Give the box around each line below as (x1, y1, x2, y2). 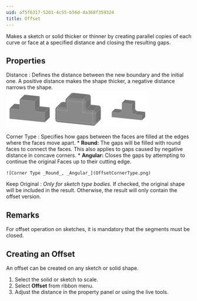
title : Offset (6, 15, 41, 22)
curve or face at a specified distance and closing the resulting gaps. (6, 39, 171, 46)
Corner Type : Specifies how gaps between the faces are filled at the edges (6, 133, 189, 141)
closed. (6, 232, 24, 239)
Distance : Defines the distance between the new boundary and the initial (6, 71, 184, 79)
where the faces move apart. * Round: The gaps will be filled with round (6, 139, 181, 146)
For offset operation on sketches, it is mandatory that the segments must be (6, 226, 190, 233)
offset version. (6, 193, 41, 200)
